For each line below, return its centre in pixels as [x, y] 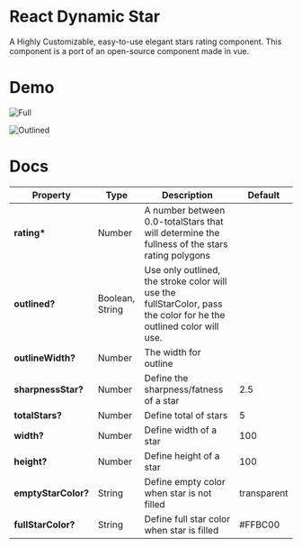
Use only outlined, [182, 269]
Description [187, 195]
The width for [173, 352]
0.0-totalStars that [184, 221]
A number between [185, 210]
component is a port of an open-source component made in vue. [129, 50]
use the [160, 292]
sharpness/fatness [184, 389]
